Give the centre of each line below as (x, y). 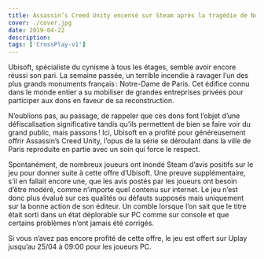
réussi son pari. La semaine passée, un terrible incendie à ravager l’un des (128, 76)
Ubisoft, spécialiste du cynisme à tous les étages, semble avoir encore (122, 67)
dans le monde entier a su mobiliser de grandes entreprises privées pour (126, 92)
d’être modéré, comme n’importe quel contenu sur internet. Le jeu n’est (123, 190)
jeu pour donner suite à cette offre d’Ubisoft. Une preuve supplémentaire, (127, 173)
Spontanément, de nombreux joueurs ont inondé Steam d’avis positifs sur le (131, 165)
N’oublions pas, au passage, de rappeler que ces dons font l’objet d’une (124, 116)
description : (29, 37)
